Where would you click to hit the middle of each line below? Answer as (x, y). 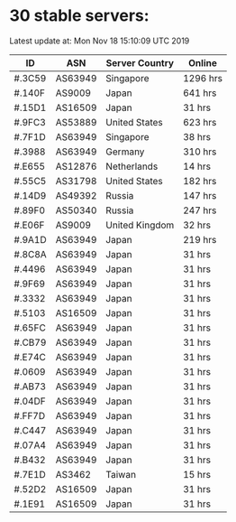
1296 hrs (203, 78)
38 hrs (197, 136)
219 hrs (200, 239)
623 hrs (200, 122)
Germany (125, 152)
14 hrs (197, 166)
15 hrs (197, 474)
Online (203, 62)
